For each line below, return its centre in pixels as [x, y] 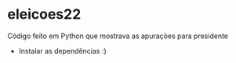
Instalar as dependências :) [62, 51]
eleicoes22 [44, 14]
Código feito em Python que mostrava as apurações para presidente [118, 36]
